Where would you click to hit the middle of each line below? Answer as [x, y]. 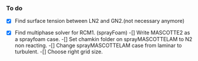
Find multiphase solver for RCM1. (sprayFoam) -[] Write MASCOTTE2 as [102, 33]
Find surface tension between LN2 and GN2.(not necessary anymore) [100, 21]
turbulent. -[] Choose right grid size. [59, 52]
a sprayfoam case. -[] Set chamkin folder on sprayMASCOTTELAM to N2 [103, 39]
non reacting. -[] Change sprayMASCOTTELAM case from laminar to [98, 46]
